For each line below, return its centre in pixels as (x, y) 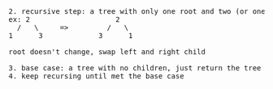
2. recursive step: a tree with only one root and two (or (129, 11)
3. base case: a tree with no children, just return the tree (135, 68)
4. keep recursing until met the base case (96, 76)
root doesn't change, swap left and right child (107, 52)
